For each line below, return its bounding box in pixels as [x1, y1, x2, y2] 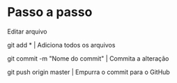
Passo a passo [7, 4, 93, 20]
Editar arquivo [7, 27, 47, 36]
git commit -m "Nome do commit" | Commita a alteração [7, 54, 169, 63]
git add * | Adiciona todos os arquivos [7, 40, 116, 49]
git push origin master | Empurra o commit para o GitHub [7, 68, 171, 76]
